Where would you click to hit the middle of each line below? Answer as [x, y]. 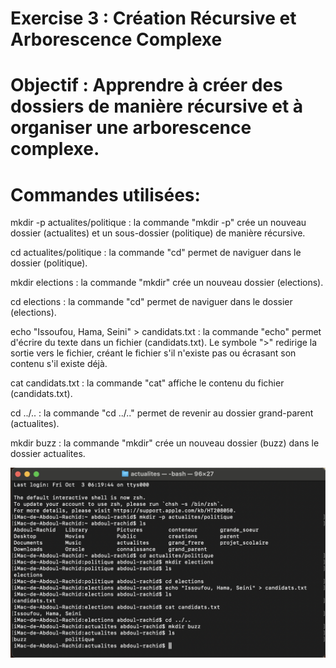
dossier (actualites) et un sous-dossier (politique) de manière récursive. [158, 233]
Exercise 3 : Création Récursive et [153, 18]
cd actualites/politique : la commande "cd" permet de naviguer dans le [156, 253]
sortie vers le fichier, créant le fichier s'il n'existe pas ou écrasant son [153, 353]
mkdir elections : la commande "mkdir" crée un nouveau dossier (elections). [167, 283]
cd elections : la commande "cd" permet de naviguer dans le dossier [151, 302]
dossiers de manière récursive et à [157, 106]
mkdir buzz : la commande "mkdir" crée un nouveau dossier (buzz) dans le [165, 443]
